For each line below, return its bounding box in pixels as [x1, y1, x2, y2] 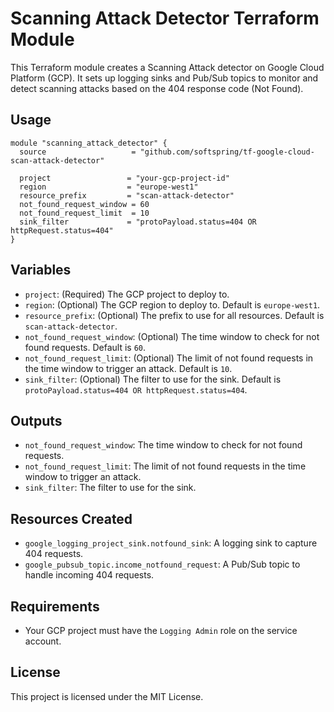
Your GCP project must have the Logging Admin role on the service [24, 625, 298, 636]
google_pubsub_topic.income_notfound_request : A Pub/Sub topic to [24, 558, 301, 571]
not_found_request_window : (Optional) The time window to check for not [24, 330, 320, 342]
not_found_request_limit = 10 [19, 208, 150, 218]
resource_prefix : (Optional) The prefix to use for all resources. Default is [24, 309, 325, 321]
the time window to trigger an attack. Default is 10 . [24, 362, 233, 374]
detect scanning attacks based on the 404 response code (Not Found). [10, 82, 304, 94]
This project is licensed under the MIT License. [10, 690, 204, 702]
